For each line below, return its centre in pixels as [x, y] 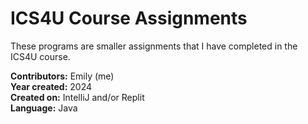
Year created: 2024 [51, 86]
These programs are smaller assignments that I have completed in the [154, 46]
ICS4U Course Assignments [129, 18]
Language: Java [44, 108]
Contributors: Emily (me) [62, 76]
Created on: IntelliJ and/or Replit [77, 97]
